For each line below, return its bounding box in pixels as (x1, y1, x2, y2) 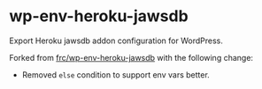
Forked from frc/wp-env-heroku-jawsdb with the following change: (9, 52, 254, 63)
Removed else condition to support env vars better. (21, 69, 210, 80)
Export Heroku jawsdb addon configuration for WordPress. (9, 35, 223, 46)
